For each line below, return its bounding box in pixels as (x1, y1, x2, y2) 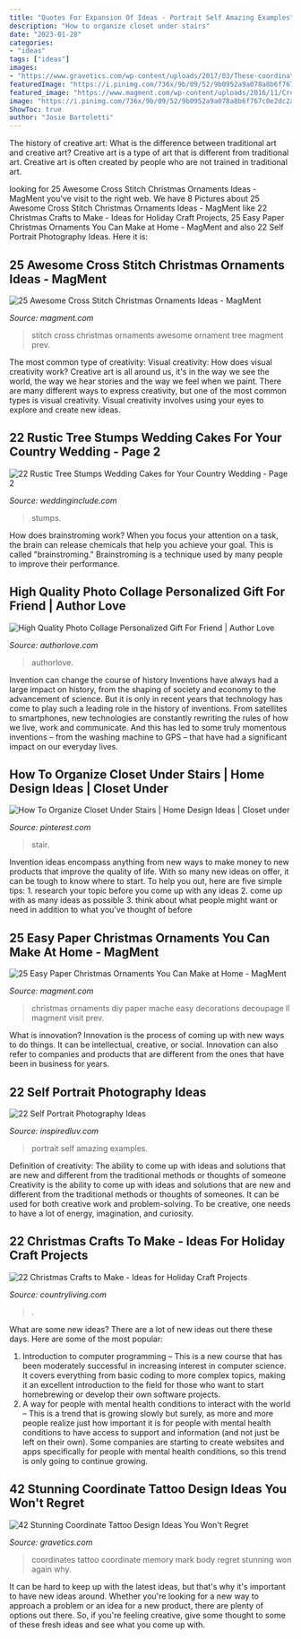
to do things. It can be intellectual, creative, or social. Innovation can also (9, 1039, 279, 1050)
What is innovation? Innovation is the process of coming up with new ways (9, 1030, 285, 1041)
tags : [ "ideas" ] (9, 55, 70, 64)
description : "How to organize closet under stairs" (9, 22, 211, 30)
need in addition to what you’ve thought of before (9, 905, 193, 915)
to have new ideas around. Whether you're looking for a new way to (9, 1591, 260, 1601)
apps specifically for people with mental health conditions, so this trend (21, 1445, 287, 1457)
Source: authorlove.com (9, 639, 99, 650)
